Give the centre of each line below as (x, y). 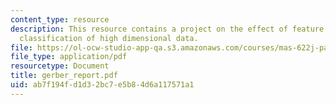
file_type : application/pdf (69, 57)
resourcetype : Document (60, 66)
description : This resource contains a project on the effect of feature (167, 29)
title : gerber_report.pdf (64, 76)
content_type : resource (60, 19)
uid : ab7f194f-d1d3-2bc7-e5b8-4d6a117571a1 (102, 85)
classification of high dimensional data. (109, 38)
